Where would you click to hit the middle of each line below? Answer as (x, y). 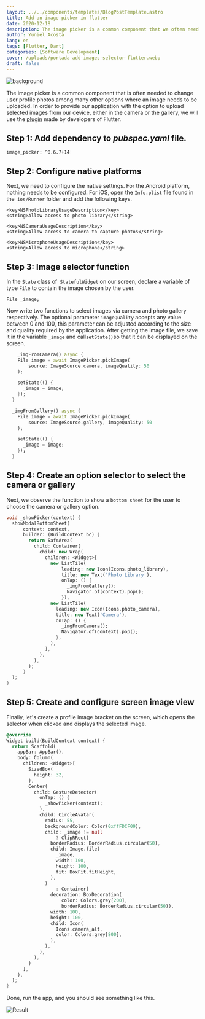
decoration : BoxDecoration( (86, 895)
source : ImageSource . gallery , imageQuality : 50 (90, 422)
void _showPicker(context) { (44, 517)
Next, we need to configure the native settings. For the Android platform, (98, 186)
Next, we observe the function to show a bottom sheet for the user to (94, 500)
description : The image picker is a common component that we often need (103, 29)
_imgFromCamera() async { (51, 354)
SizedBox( (41, 769)
